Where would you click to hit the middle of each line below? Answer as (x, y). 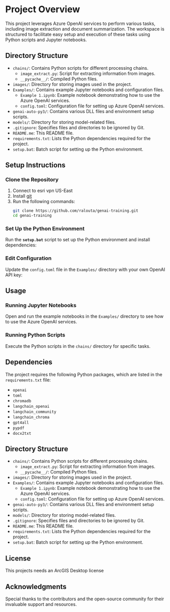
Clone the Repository (32, 180)
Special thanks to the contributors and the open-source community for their (85, 599)
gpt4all (21, 423)
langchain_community (34, 412)
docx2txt (22, 433)
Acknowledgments (36, 587)
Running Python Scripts (35, 335)
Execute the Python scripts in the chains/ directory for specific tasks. (78, 346)
